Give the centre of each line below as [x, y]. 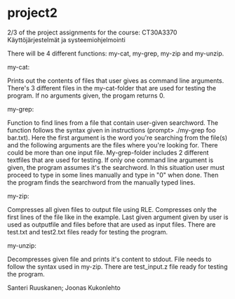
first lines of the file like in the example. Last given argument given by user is [118, 217]
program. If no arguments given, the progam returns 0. [86, 95]
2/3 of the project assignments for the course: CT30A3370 [92, 32]
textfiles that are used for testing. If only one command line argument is [110, 160]
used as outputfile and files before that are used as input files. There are [112, 224]
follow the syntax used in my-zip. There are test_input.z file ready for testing [117, 266]
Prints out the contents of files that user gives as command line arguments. [116, 80]
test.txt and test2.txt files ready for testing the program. [88, 232]
